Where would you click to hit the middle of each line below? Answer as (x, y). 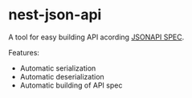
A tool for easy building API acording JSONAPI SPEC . (96, 37)
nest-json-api (55, 15)
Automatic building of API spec (71, 85)
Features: (24, 52)
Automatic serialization (58, 68)
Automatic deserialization (62, 76)
